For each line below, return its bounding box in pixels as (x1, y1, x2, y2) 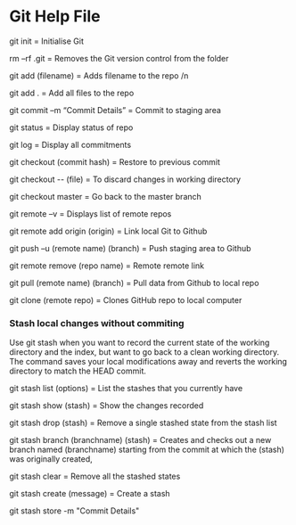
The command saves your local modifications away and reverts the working (9, 357, 288, 367)
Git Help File (9, 6, 101, 27)
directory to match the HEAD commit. (9, 365, 147, 376)
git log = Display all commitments (9, 139, 132, 150)
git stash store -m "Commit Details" (9, 505, 140, 516)
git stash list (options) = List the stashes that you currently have (9, 383, 243, 394)
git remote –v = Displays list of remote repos (9, 208, 172, 219)
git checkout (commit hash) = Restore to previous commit (9, 156, 221, 167)
